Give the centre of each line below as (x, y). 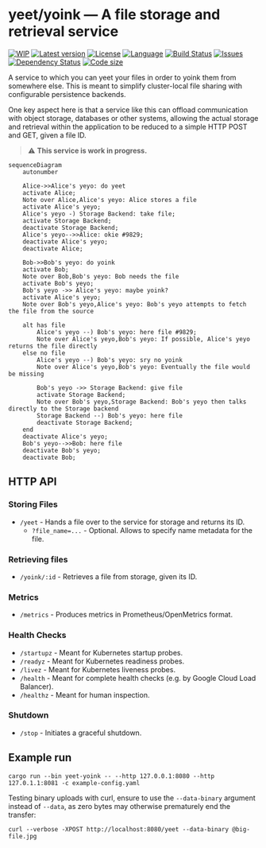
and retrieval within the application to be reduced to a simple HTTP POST (128, 126)
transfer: (22, 815)
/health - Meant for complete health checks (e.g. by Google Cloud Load (138, 678)
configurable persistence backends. (67, 94)
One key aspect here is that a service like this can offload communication (128, 110)
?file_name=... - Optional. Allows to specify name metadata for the (142, 530)
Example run (40, 758)
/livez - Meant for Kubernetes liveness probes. (98, 669)
